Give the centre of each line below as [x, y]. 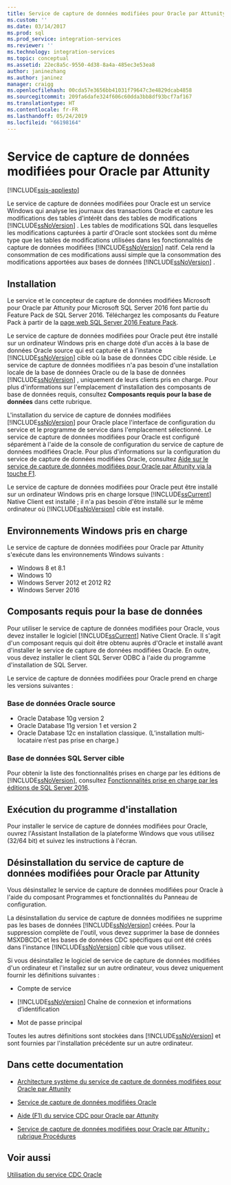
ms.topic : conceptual [38, 59]
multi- [196, 733]
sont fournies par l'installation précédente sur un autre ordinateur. [100, 1043]
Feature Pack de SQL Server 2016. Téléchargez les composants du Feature [113, 315]
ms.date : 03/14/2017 [37, 26]
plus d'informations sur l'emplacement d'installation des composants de [109, 387]
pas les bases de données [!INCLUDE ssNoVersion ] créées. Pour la [101, 925]
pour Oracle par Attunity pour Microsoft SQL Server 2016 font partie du [108, 308]
